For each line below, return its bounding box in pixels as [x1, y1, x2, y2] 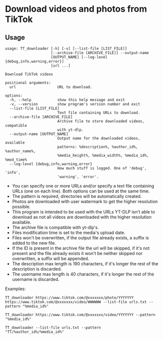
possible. [12, 204, 31, 210]
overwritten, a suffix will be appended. [12, 255, 90, 261]
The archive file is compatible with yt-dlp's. [12, 225, 99, 230]
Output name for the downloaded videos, [57, 136, 140, 141]
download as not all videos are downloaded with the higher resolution [12, 214, 152, 220]
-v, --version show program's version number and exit [9, 102, 140, 106]
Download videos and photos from [5, 3, 147, 15]
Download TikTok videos [5, 72, 54, 77]
